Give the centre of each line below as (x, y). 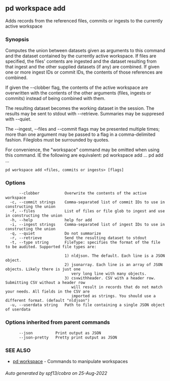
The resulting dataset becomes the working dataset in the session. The (80, 108)
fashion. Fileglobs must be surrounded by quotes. (57, 140)
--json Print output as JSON (60, 333)
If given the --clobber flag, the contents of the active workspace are (77, 88)
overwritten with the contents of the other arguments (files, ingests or (78, 93)
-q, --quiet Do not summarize (55, 234)
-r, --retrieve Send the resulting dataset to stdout (78, 238)
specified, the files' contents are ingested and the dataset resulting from (81, 61)
